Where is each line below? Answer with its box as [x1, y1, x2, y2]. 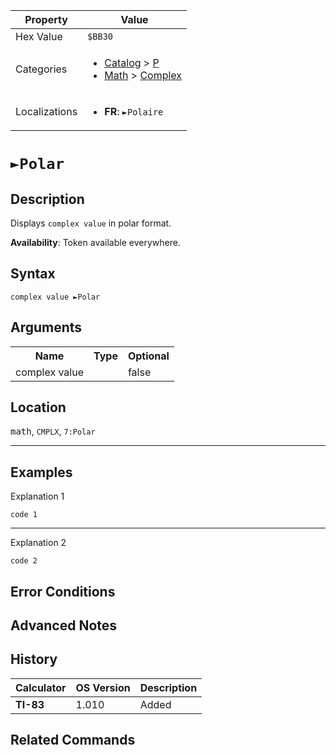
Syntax [10, 265, 56, 283]
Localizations [15, 105, 78, 118]
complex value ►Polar [10, 292, 101, 302]
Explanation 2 [10, 537, 67, 549]
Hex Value [15, 30, 63, 43]
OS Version [75, 680, 131, 694]
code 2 [10, 556, 38, 566]
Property [24, 13, 68, 26]
